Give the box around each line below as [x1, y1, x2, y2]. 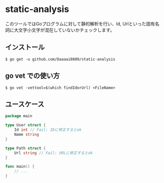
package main [5, 114, 33, 119]
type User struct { [5, 123, 46, 128]
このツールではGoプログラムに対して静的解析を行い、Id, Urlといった [5, 21, 146, 27]
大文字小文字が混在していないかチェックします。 [14, 27, 115, 33]
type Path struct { [5, 145, 46, 151]
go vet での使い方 [5, 72, 60, 80]
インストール [5, 43, 45, 52]
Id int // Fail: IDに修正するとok [14, 127, 82, 132]
